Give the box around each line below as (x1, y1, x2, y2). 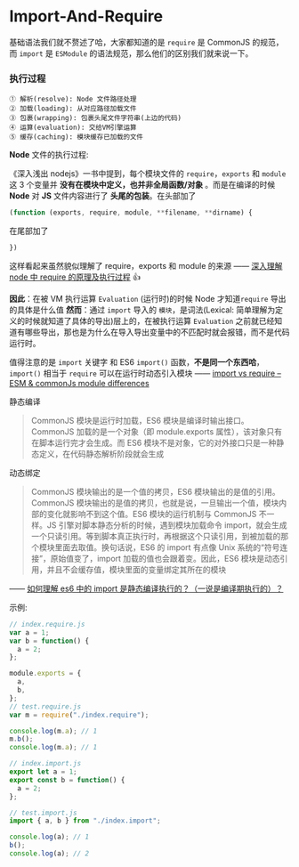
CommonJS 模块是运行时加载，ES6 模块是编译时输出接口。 (30, 415, 249, 425)
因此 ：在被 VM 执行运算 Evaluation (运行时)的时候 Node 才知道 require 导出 (9, 293, 287, 304)
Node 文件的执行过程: (9, 150, 89, 160)
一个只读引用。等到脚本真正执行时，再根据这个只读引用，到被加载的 (30, 531, 281, 541)
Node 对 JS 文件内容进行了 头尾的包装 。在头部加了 (9, 190, 197, 201)
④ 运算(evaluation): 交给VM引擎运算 (9, 123, 137, 133)
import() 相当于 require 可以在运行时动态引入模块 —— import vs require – (9, 368, 282, 378)
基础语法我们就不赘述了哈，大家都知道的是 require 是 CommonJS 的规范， (9, 36, 284, 47)
